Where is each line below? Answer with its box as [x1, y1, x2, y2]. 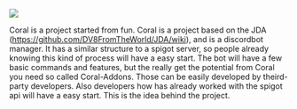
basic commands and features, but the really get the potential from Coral [9, 62, 275, 72]
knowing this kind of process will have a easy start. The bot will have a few [9, 53, 282, 63]
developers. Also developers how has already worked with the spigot [30, 81, 284, 91]
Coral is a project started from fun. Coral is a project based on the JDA [9, 25, 267, 35]
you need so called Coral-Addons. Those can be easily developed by [9, 71, 262, 82]
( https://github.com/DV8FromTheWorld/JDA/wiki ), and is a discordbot [9, 34, 264, 44]
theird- [262, 71, 288, 82]
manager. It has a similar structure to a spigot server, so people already [9, 44, 269, 54]
